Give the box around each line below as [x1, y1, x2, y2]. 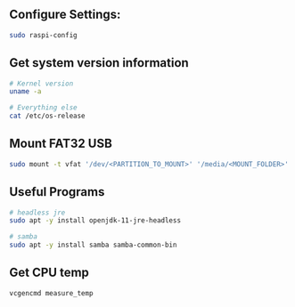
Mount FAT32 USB [9, 136, 113, 151]
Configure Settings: [9, 7, 121, 22]
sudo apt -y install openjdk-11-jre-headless [9, 216, 181, 225]
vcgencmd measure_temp [9, 288, 94, 297]
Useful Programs [9, 184, 105, 199]
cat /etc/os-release [9, 111, 86, 121]
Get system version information [9, 55, 189, 70]
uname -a [9, 87, 42, 96]
